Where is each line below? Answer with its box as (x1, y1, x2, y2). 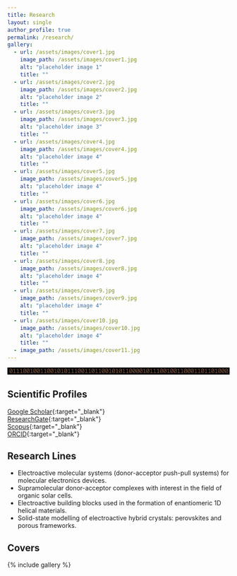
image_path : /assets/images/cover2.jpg (20, 86, 138, 93)
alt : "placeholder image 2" (20, 93, 102, 100)
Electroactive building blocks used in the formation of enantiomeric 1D (17, 499, 221, 507)
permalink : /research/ (7, 34, 74, 41)
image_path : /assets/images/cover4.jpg (20, 146, 138, 153)
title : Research (7, 11, 55, 18)
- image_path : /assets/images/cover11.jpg (13, 347, 140, 354)
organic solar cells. (17, 491, 73, 500)
